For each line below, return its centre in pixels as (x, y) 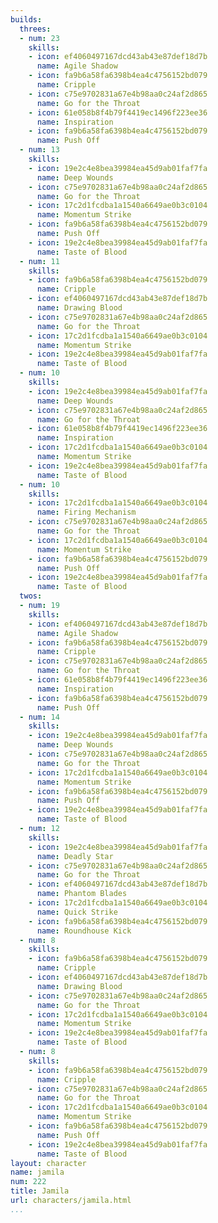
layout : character (48, 1163)
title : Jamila (40, 1191)
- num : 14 (39, 717)
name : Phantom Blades (82, 894)
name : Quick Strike (77, 912)
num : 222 (28, 1182)
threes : (35, 29)
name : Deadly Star (75, 856)
